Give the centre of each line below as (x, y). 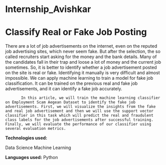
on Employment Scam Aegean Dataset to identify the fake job (70, 102)
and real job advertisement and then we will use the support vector (79, 111)
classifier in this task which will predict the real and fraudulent (79, 116)
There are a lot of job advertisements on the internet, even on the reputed (81, 46)
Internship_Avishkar (48, 9)
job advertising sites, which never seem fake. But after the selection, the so (83, 52)
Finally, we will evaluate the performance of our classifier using (78, 124)
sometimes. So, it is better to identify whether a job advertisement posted (81, 67)
